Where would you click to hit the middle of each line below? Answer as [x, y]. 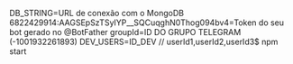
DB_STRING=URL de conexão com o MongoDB [97, 13]
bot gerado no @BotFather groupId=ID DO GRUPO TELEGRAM [125, 32]
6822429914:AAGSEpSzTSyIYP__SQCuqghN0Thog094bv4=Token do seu [147, 23]
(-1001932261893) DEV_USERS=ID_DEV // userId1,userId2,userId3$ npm [144, 41]
